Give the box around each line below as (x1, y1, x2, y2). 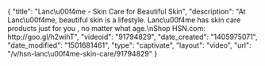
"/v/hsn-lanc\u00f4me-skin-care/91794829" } (7, 49, 158, 58)
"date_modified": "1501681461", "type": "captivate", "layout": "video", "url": (7, 41, 252, 50)
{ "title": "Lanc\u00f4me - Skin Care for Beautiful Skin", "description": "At (7, 7, 246, 16)
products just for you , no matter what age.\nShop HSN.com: (7, 24, 205, 33)
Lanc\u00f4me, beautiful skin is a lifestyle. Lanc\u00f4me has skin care (7, 15, 241, 25)
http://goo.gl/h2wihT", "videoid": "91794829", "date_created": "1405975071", (7, 32, 259, 41)
